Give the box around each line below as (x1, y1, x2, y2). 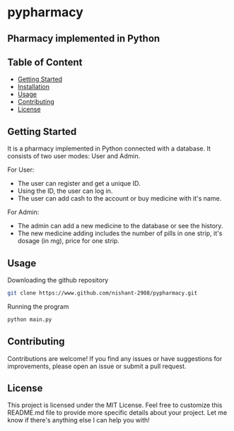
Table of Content (7, 56, 83, 68)
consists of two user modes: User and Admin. (7, 152, 141, 160)
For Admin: (7, 208, 40, 216)
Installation (17, 83, 50, 91)
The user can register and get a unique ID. (17, 179, 141, 188)
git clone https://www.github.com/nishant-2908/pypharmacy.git (7, 290, 198, 297)
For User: (7, 165, 35, 174)
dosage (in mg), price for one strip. (17, 237, 120, 245)
